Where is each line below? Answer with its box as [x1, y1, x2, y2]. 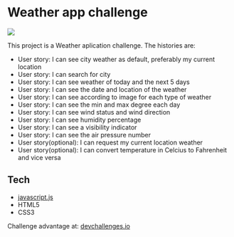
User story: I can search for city [17, 70, 111, 78]
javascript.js [17, 193, 53, 201]
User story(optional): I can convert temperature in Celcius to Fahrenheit [17, 145, 228, 154]
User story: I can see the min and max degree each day [17, 100, 181, 109]
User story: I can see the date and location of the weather [17, 85, 187, 93]
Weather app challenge [7, 4, 148, 21]
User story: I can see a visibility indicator [17, 122, 137, 132]
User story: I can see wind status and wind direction [17, 107, 171, 116]
